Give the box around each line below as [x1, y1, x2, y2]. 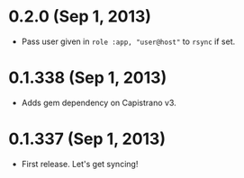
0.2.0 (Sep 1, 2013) [8, 6, 152, 27]
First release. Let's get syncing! [21, 158, 139, 169]
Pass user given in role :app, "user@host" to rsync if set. [21, 36, 236, 47]
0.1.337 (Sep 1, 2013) [8, 129, 166, 149]
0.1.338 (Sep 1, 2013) [8, 67, 167, 88]
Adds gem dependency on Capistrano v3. [21, 97, 176, 108]
